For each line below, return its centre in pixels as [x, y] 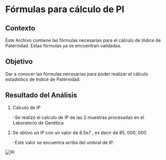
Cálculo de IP [26, 107]
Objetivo [19, 62]
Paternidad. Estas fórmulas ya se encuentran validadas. [63, 46]
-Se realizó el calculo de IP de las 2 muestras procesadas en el [78, 117]
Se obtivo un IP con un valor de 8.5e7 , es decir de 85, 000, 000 [79, 133]
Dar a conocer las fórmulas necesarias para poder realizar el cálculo [77, 74]
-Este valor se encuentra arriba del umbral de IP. [63, 142]
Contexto [20, 28]
